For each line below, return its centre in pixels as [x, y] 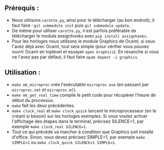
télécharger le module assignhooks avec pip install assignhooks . [80, 36]
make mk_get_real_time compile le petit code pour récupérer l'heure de [84, 95]
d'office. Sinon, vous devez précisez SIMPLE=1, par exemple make [78, 137]
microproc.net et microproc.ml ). [44, 90]
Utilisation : [22, 73]
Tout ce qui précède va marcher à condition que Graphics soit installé [82, 132]
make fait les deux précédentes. [43, 105]
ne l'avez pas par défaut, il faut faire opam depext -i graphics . [75, 57]
